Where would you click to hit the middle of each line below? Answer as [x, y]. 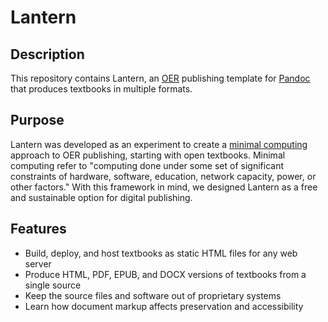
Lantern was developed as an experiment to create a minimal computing [159, 144]
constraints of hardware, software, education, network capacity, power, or [163, 176]
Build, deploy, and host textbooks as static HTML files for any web [161, 253]
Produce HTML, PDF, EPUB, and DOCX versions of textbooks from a [165, 274]
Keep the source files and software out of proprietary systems [153, 295]
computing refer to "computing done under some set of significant [147, 165]
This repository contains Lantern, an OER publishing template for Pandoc [160, 78]
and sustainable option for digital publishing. [101, 197]
